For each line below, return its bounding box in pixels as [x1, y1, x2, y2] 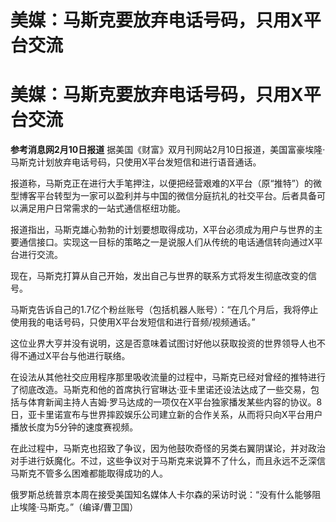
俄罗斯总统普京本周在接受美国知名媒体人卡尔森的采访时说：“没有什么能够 [10, 489, 313, 501]
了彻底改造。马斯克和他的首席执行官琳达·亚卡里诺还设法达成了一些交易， [10, 384, 312, 396]
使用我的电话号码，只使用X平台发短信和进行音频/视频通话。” [10, 316, 256, 328]
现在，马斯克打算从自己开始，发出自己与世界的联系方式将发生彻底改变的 [10, 270, 308, 282]
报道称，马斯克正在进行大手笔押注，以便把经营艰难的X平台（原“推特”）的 [10, 177, 313, 190]
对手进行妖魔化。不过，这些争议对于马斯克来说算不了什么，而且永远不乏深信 [10, 455, 326, 467]
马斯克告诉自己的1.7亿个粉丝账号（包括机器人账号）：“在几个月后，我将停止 [10, 304, 319, 316]
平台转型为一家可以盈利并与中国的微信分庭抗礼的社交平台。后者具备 [36, 190, 317, 202]
